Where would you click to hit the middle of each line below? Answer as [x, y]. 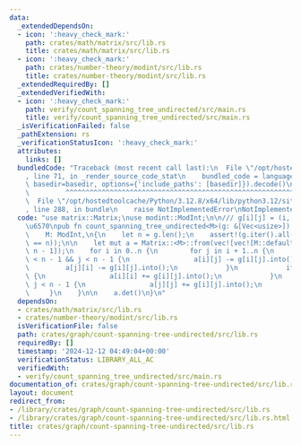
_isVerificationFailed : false [73, 127]
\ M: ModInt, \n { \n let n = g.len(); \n [110, 234]
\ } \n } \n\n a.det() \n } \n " [96, 292]
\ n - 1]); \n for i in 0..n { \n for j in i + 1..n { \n [150, 251]
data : [19, 17]
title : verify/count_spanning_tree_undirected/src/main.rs [138, 118]
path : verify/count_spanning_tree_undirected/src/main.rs [136, 109]
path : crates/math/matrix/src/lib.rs [96, 43]
